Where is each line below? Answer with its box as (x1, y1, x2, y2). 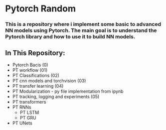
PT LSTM (19, 109, 39, 115)
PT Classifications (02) (12, 72, 60, 78)
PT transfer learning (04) (12, 83, 64, 89)
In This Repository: (5, 48, 65, 57)
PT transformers (12, 99, 46, 105)
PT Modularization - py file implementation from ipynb (12, 88, 124, 94)
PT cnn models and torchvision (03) (12, 78, 86, 84)
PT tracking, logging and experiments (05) (12, 93, 100, 100)
